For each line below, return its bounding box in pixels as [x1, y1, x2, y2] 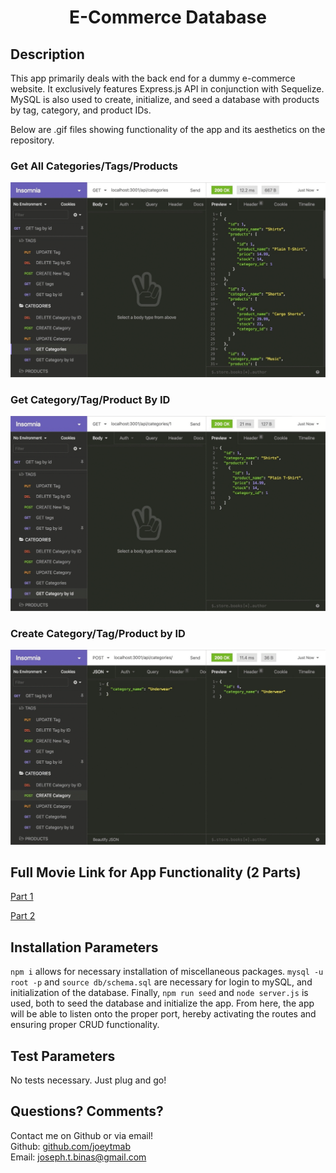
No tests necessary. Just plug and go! [10, 1074, 167, 1086]
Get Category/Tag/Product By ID [10, 392, 171, 406]
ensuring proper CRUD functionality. [10, 1019, 160, 1031]
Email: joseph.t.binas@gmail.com [10, 1151, 147, 1163]
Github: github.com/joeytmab [10, 1140, 131, 1152]
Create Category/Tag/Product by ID [10, 626, 186, 640]
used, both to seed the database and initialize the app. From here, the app [10, 997, 315, 1010]
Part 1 [10, 891, 34, 903]
